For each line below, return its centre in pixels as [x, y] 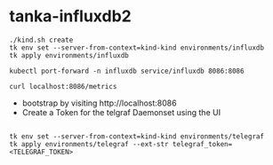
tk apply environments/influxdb [69, 55]
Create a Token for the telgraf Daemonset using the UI [121, 112]
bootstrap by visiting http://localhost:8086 [99, 103]
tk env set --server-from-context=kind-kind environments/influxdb [137, 47]
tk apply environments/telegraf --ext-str [89, 144]
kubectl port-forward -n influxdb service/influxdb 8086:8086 [127, 71]
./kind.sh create [41, 40]
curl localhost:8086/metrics [63, 86]
